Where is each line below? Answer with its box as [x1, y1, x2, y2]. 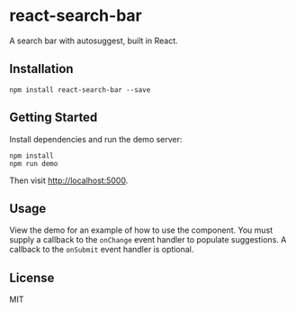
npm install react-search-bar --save [9, 85, 151, 95]
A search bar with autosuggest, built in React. [9, 35, 178, 46]
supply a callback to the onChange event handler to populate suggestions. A [9, 234, 287, 245]
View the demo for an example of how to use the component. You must [9, 225, 274, 235]
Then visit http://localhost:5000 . [9, 175, 129, 186]
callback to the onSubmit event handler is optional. [9, 244, 194, 255]
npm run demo [9, 159, 58, 168]
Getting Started [9, 110, 98, 125]
